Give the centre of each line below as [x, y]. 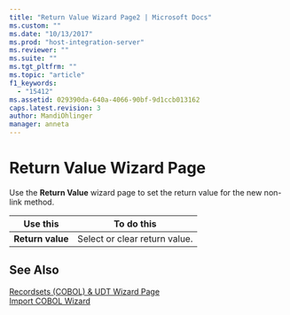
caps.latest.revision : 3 [55, 108]
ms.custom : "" [35, 26]
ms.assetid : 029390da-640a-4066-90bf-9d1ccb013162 [105, 100]
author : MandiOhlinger [51, 116]
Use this [41, 224]
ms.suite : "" [33, 58]
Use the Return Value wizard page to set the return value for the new [136, 192]
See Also [34, 270]
